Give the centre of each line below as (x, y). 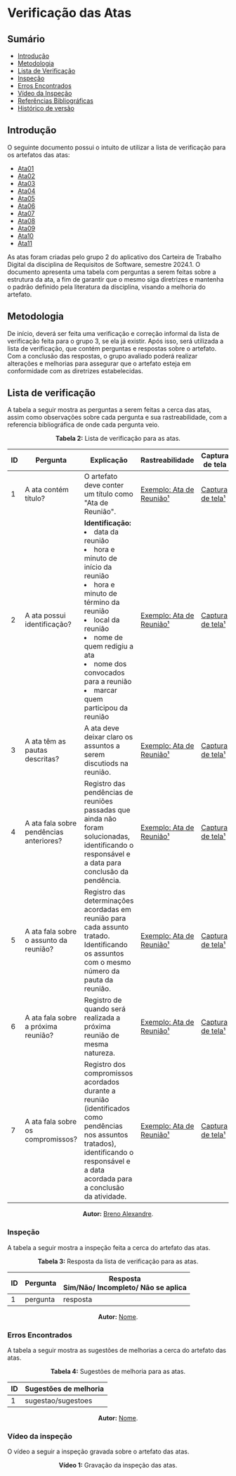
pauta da (99, 980)
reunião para (105, 918)
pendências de (109, 792)
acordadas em (108, 910)
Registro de (103, 1000)
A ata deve (101, 728)
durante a (100, 1091)
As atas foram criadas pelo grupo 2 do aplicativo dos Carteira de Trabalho (114, 257)
